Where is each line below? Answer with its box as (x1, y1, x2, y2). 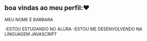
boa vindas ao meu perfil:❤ (4, 4, 90, 12)
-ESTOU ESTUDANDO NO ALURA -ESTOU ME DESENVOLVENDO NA (4, 26, 143, 32)
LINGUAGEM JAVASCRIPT (4, 31, 57, 37)
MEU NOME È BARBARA (4, 16, 53, 22)
